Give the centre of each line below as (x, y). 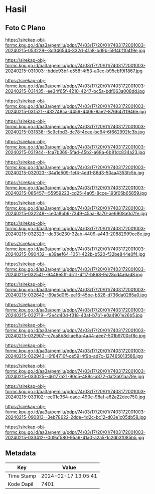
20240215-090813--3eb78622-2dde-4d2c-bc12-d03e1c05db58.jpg (76, 417)
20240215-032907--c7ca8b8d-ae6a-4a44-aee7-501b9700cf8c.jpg (75, 336)
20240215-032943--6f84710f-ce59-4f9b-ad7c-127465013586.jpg (74, 356)
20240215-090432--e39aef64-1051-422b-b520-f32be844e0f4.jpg (75, 254)
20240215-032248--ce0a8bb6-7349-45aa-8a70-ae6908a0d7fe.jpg (76, 213)
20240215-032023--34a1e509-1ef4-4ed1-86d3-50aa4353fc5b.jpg (75, 173)
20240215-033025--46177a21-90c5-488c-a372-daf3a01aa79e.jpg (75, 376)
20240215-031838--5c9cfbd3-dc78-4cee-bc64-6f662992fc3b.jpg (75, 132)
